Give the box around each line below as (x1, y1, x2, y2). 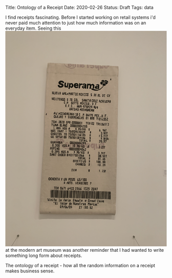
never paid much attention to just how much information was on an (5, 20, 146, 26)
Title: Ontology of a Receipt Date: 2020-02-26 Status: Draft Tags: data (5, 5, 154, 10)
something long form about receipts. (5, 252, 82, 259)
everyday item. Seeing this (5, 25, 61, 31)
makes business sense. (5, 268, 55, 274)
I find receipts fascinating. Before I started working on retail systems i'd (5, 14, 156, 20)
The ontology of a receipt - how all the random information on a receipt (5, 263, 155, 268)
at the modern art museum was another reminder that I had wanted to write (5, 247, 164, 253)
